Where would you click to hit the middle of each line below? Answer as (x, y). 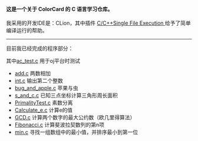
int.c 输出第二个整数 (39, 81)
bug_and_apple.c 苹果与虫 (46, 88)
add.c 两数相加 (33, 73)
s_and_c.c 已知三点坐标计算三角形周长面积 (66, 95)
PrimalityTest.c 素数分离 (44, 103)
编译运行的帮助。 (27, 31)
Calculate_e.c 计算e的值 (44, 110)
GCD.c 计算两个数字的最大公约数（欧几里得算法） (75, 117)
